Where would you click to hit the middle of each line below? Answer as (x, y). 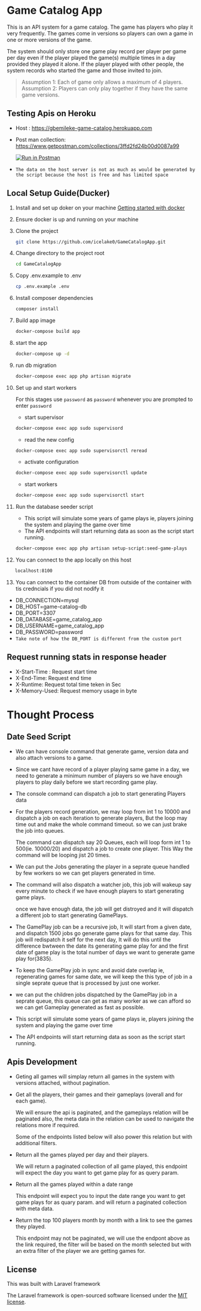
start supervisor (44, 417)
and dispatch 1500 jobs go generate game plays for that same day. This (103, 933)
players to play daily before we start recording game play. (86, 782)
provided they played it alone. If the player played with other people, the (95, 64)
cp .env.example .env (42, 287)
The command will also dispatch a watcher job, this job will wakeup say (103, 884)
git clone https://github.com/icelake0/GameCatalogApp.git (91, 242)
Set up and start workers (46, 387)
